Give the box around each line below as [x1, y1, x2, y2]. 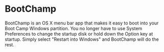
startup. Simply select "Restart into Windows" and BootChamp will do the [5, 36, 159, 42]
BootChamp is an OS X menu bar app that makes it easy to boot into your [5, 20, 159, 26]
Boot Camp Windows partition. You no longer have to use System [5, 25, 143, 31]
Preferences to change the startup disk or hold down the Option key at [5, 31, 153, 37]
